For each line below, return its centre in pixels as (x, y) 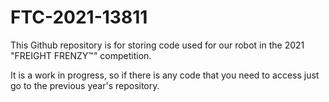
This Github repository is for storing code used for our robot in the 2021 (157, 45)
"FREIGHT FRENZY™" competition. (81, 55)
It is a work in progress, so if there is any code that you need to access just (165, 75)
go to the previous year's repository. (85, 85)
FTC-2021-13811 (79, 17)
